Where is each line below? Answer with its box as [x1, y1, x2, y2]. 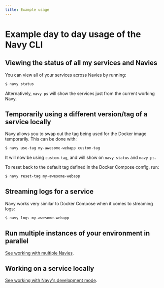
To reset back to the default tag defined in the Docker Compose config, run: [5, 164, 159, 170]
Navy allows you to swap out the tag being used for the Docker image [5, 131, 147, 137]
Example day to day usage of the [5, 28, 141, 40]
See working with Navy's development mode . [5, 278, 98, 284]
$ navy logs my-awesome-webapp [5, 215, 69, 220]
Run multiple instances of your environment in [5, 229, 150, 238]
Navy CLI [5, 39, 43, 50]
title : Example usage [5, 7, 50, 12]
